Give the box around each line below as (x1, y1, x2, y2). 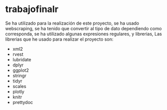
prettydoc (12, 99, 33, 105)
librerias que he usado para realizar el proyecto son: (5, 36, 114, 42)
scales (12, 83, 27, 89)
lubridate (12, 56, 31, 62)
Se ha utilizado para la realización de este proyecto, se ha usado (5, 20, 140, 26)
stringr (12, 72, 27, 78)
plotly (12, 88, 25, 94)
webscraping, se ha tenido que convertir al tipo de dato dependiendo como (5, 25, 162, 31)
